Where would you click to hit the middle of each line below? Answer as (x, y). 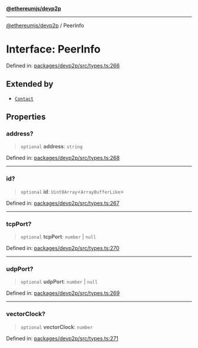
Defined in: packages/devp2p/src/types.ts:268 (63, 158)
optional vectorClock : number (57, 327)
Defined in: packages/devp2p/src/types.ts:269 (63, 293)
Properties (26, 117)
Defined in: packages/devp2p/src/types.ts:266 (63, 65)
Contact (24, 99)
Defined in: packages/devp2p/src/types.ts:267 (63, 203)
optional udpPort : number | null (59, 282)
